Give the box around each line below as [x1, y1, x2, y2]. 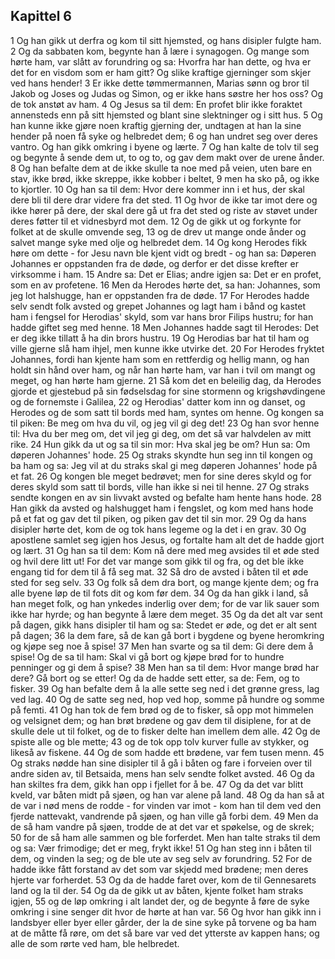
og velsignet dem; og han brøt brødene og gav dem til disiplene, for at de [10, 714, 312, 726]
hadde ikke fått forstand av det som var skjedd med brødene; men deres [10, 863, 309, 875]
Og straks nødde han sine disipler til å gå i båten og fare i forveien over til [10, 757, 312, 769]
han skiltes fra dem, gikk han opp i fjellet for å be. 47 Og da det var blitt [10, 778, 304, 790]
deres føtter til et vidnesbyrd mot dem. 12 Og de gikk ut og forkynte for [10, 215, 302, 227]
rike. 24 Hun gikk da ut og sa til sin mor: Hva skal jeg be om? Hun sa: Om [10, 438, 311, 450]
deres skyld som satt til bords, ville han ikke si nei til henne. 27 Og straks [10, 480, 310, 493]
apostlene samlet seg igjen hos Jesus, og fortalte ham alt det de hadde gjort [10, 534, 325, 546]
